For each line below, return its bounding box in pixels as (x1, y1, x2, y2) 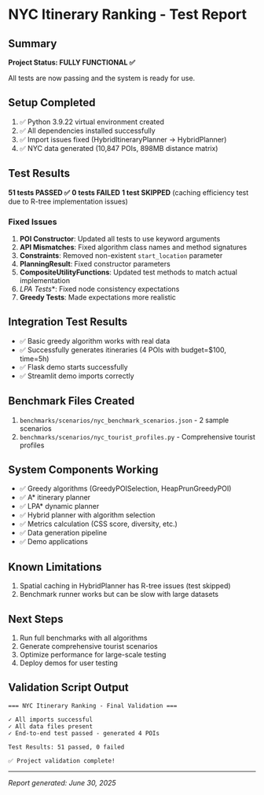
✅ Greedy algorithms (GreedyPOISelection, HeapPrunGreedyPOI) (19, 484, 232, 493)
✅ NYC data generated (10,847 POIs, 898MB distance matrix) (19, 143, 218, 153)
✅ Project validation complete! (8, 756, 115, 764)
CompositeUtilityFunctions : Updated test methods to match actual (19, 267, 238, 277)
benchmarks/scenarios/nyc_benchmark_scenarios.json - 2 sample (19, 415, 229, 425)
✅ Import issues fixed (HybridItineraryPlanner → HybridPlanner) (19, 134, 227, 144)
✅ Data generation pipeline (19, 528, 108, 538)
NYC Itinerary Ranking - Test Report (8, 6, 247, 24)
